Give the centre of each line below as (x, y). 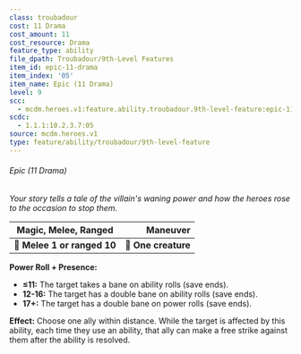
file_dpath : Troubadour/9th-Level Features (92, 59)
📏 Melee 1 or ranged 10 (65, 245)
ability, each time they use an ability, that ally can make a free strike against (149, 330)
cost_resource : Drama (50, 42)
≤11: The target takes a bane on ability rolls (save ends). (125, 284)
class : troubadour (43, 17)
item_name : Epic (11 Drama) (62, 84)
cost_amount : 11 (39, 34)
